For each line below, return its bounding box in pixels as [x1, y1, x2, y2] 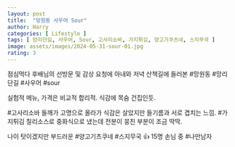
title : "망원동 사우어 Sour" [7, 17, 88, 24]
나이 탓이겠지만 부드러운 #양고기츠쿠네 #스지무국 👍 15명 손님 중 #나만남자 [7, 132, 212, 141]
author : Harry [7, 23, 49, 30]
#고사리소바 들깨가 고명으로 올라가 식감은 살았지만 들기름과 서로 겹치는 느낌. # [7, 108, 222, 117]
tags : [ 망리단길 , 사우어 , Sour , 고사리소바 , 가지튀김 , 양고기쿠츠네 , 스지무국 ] [7, 37, 215, 44]
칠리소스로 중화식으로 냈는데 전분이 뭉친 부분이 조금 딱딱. [25, 117, 183, 125]
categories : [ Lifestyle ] [7, 30, 87, 37]
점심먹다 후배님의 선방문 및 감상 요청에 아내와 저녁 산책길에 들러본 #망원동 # [7, 70, 217, 78]
